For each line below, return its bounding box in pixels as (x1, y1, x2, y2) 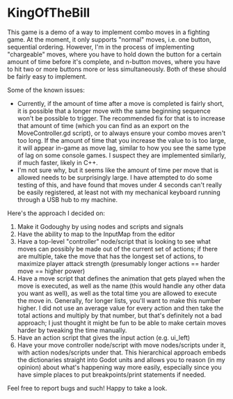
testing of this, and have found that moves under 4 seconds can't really (17, 180, 223, 189)
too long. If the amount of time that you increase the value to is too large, (17, 136, 226, 144)
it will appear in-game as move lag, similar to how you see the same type (17, 143, 227, 152)
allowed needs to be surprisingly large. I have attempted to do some (17, 173, 213, 182)
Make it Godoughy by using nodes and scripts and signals (17, 222, 184, 230)
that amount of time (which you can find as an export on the (17, 121, 190, 130)
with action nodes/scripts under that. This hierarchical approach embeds (17, 348, 226, 357)
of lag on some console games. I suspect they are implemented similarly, (17, 151, 227, 159)
